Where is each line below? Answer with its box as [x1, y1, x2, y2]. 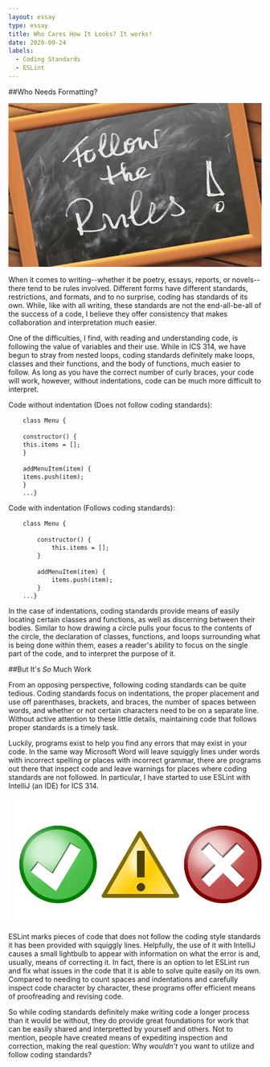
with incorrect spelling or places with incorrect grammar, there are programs [8, 755, 261, 765]
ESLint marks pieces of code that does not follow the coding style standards [8, 931, 261, 941]
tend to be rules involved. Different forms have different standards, [27, 283, 248, 293]
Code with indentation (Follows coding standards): [8, 503, 175, 512]
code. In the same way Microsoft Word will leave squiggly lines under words [8, 746, 260, 756]
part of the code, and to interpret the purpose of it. [8, 648, 176, 659]
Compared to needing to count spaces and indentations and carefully [8, 974, 239, 984]
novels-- [231, 274, 261, 285]
